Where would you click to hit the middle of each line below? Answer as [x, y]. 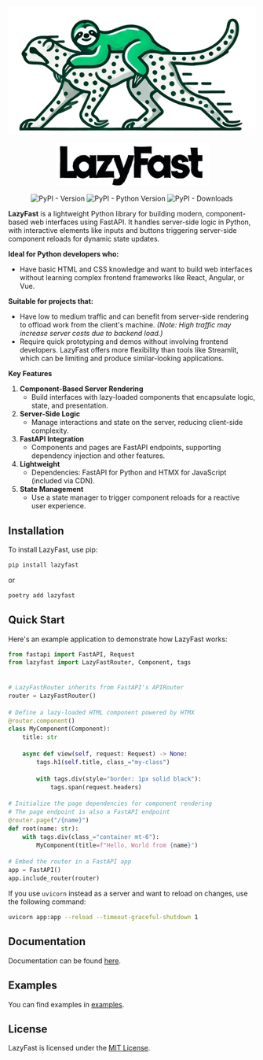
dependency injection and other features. [98, 456]
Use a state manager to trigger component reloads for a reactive [135, 497]
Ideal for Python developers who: [64, 254]
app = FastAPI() [35, 870]
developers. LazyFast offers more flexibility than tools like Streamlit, [129, 350]
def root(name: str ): [44, 829]
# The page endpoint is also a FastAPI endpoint [89, 812]
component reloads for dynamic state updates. [84, 239]
